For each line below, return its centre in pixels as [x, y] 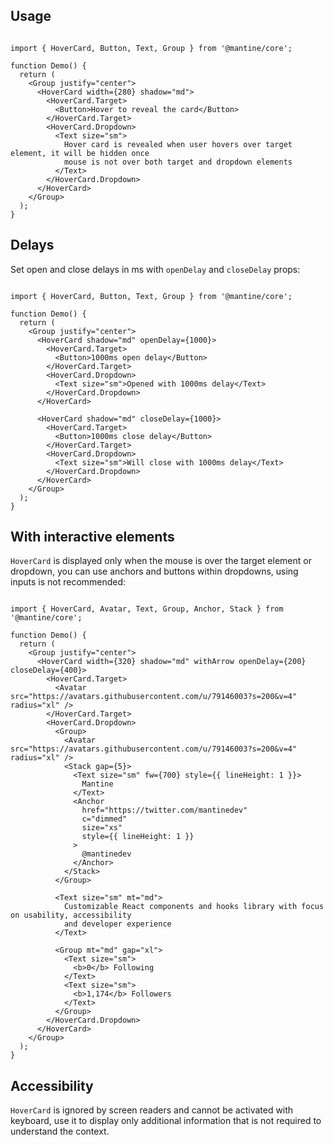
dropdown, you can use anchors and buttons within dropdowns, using [154, 571]
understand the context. [60, 1131]
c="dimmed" [104, 819]
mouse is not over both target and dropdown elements [178, 162]
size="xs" [102, 828]
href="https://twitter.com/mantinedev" [164, 810]
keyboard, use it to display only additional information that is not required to [166, 1121]
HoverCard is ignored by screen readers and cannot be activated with [152, 1110]
